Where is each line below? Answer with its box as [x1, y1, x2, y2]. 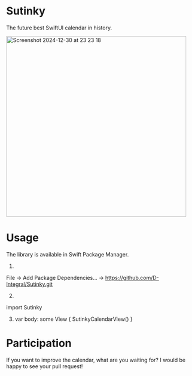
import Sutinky [6, 303, 42, 311]
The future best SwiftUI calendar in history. [6, 24, 112, 31]
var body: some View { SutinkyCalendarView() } [14, 315, 133, 323]
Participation [6, 336, 72, 350]
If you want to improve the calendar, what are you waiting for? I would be [6, 356, 186, 363]
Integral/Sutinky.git [6, 280, 53, 288]
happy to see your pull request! [6, 362, 83, 370]
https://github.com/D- [105, 274, 160, 281]
